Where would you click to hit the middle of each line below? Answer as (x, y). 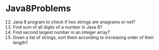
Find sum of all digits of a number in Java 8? (57, 27)
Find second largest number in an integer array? (61, 32)
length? (20, 42)
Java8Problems (38, 8)
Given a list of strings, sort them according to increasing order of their (83, 37)
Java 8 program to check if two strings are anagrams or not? (74, 22)
